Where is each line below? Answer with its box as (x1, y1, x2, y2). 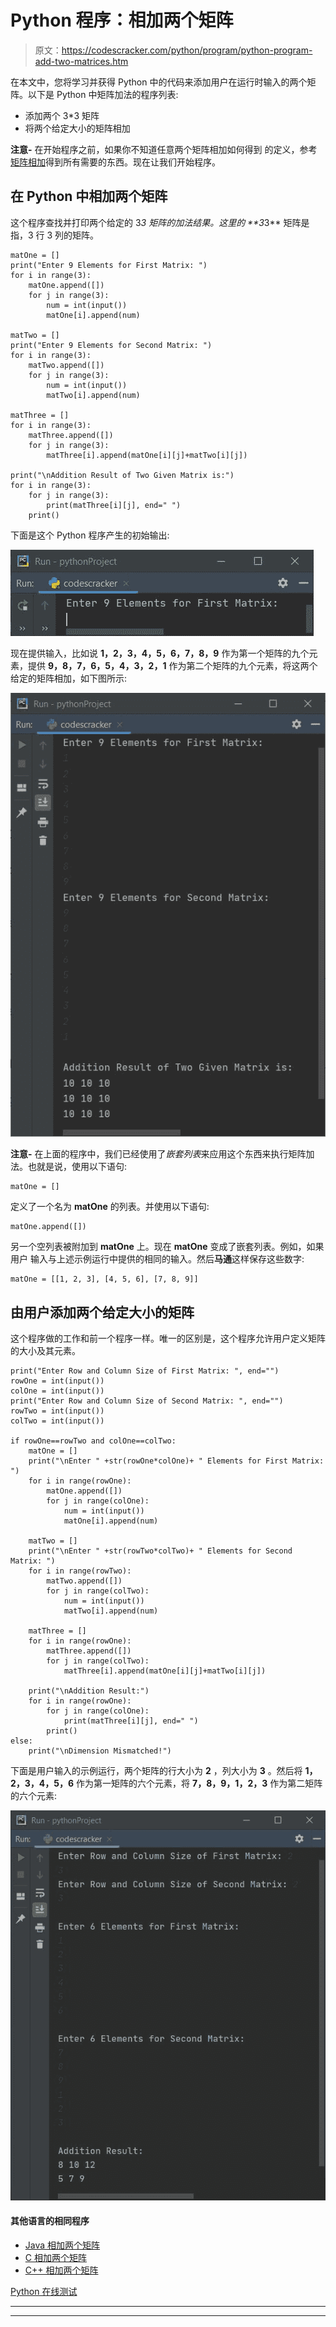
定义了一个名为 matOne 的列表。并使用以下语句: (10, 1201, 210, 1213)
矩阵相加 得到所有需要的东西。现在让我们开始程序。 (10, 156, 221, 168)
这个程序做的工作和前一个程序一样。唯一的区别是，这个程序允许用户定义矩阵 (10, 1332, 326, 1345)
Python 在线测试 (10, 2286, 78, 2298)
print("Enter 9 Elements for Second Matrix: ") (10, 340, 213, 350)
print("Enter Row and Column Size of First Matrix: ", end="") (10, 1366, 280, 1376)
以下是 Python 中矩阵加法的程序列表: (27, 88, 179, 100)
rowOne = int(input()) (10, 1376, 105, 1386)
